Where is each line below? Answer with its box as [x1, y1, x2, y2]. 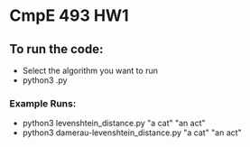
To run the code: [9, 41, 104, 57]
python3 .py [22, 75, 68, 86]
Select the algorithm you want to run [22, 65, 158, 76]
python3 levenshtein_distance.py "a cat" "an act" [22, 118, 206, 129]
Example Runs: [9, 96, 77, 109]
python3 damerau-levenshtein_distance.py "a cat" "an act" [22, 127, 242, 138]
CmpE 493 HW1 [9, 5, 129, 26]
